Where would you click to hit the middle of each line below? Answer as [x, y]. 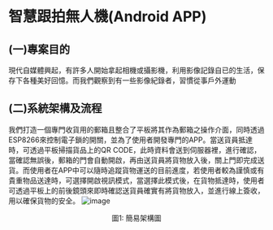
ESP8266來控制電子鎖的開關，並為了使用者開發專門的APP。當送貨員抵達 [131, 140]
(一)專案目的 [39, 49]
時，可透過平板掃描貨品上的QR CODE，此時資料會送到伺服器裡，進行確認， [135, 150]
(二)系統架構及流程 [55, 108]
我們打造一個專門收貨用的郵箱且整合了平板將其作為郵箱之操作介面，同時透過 [136, 129]
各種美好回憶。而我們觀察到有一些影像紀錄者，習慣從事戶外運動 [129, 80]
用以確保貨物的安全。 [44, 201]
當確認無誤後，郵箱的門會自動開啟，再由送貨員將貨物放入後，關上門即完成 [133, 160]
